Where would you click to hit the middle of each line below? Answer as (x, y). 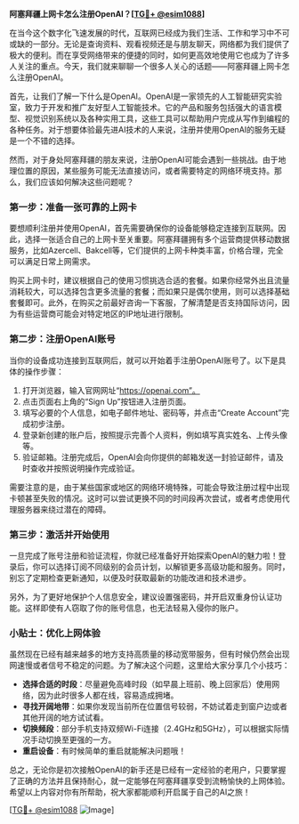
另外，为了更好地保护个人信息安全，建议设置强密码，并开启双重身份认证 (141, 596)
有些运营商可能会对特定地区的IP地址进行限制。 (102, 314)
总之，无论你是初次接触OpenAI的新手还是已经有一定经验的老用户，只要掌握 (148, 770)
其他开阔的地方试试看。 (65, 718)
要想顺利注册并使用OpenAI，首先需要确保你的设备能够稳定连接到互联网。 (144, 228)
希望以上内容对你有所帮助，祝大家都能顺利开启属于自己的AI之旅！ (130, 792)
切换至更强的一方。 (81, 740)
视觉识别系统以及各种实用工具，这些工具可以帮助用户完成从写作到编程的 (157, 118)
